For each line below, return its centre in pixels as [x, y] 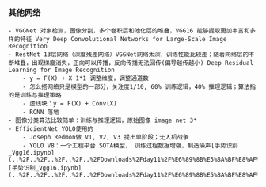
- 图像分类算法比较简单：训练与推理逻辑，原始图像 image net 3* [103, 120]
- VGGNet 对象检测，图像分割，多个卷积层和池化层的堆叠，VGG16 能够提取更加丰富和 [129, 31]
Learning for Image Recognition [61, 70]
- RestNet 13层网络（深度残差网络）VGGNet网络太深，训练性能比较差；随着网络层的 [129, 55]
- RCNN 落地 [41, 113]
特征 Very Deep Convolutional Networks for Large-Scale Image [123, 40]
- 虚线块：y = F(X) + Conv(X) [70, 104]
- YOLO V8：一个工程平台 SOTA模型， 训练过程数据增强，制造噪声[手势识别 [131, 146]
